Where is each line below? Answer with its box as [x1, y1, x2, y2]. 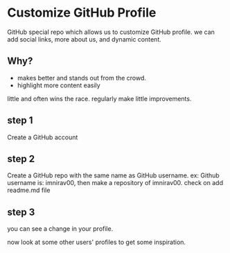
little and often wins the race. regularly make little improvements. [7, 94, 192, 103]
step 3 [7, 206, 35, 218]
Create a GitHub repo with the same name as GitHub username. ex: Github [7, 171, 220, 180]
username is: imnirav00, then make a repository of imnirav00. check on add [7, 179, 224, 187]
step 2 [7, 152, 35, 164]
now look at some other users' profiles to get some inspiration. [7, 238, 186, 247]
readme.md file [7, 186, 51, 195]
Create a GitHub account [7, 133, 78, 141]
